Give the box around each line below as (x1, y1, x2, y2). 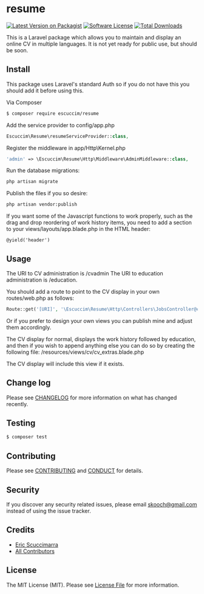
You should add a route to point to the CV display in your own (6, 288, 160, 295)
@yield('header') (6, 237, 50, 243)
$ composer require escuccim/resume (6, 110, 99, 117)
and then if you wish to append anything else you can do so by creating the (6, 342, 195, 349)
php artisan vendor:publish (6, 201, 78, 208)
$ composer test (6, 434, 47, 440)
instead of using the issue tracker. (6, 507, 91, 514)
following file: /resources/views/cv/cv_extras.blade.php (6, 348, 144, 356)
